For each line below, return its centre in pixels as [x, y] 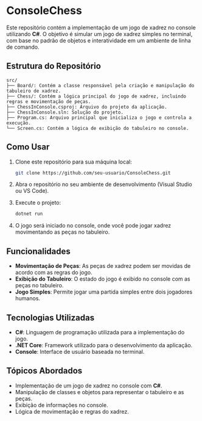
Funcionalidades [39, 251]
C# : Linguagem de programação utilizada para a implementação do [100, 332]
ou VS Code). [32, 191]
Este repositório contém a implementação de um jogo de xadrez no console [101, 27]
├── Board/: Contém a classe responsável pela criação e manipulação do [100, 85]
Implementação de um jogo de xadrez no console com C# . [89, 386]
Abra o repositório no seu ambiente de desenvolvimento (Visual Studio [104, 184]
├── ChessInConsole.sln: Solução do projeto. [65, 112]
